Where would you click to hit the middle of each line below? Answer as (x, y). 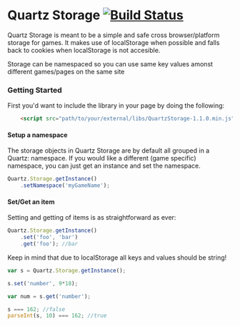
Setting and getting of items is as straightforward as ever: (92, 218)
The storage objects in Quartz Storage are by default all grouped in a (109, 151)
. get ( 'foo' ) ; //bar (49, 244)
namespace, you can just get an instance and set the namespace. (104, 166)
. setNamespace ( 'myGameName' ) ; (65, 185)
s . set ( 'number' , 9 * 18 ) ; (43, 283)
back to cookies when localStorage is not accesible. (84, 50)
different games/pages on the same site (66, 71)
